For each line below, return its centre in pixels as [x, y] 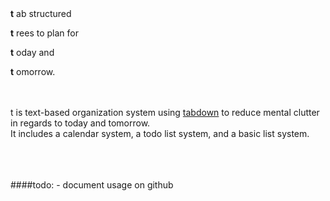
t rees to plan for [45, 33]
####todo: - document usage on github [92, 185]
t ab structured [41, 13]
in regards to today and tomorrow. [80, 123]
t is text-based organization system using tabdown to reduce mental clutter [165, 112]
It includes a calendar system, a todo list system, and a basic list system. [160, 133]
